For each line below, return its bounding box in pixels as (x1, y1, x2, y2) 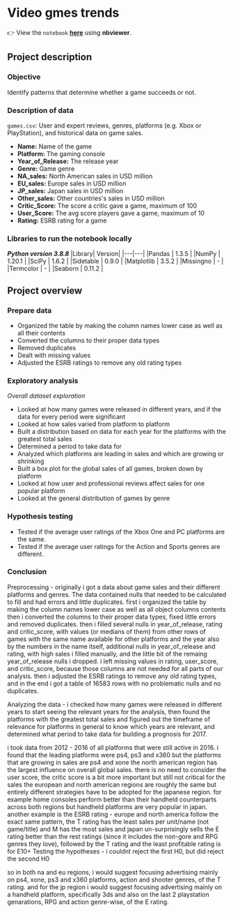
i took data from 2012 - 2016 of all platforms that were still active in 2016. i (7, 743, 219, 751)
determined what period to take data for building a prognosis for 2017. (7, 730, 207, 738)
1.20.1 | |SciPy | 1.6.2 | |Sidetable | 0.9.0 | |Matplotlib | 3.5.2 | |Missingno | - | (7, 257, 224, 266)
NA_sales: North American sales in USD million (17, 172, 153, 180)
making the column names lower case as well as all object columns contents (7, 605, 226, 613)
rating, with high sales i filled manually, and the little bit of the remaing (7, 649, 207, 658)
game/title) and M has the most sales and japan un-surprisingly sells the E (7, 824, 220, 833)
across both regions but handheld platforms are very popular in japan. (7, 802, 207, 810)
